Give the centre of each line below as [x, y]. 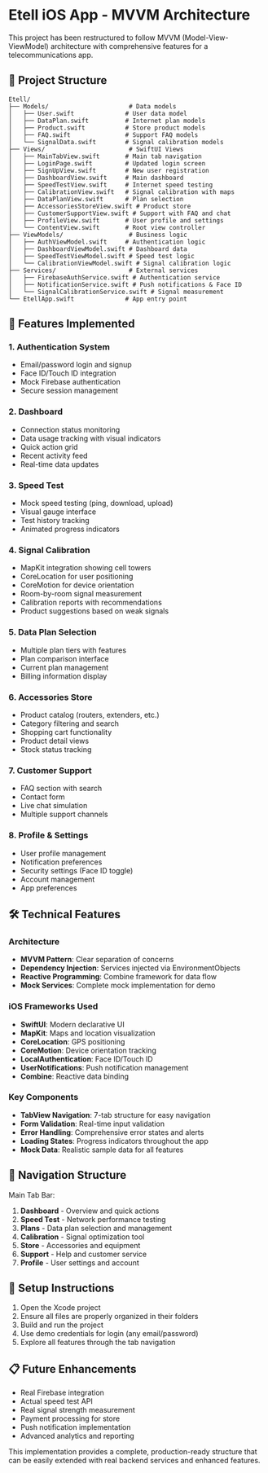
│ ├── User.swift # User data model [98, 113]
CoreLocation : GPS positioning [72, 1041]
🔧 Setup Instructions [62, 1288]
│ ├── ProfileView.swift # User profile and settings [116, 220]
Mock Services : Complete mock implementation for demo [118, 985]
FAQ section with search [61, 789]
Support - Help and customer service [83, 1254]
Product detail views [55, 741]
